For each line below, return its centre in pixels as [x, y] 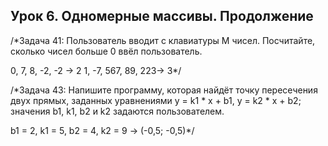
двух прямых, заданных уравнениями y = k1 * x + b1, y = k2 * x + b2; [156, 100]
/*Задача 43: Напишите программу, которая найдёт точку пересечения [164, 90]
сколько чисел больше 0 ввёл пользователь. [106, 51]
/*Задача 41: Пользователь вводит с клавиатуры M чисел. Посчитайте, [163, 40]
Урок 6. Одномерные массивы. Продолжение [162, 16]
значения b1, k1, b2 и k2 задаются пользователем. [117, 111]
